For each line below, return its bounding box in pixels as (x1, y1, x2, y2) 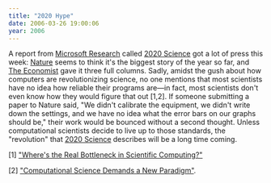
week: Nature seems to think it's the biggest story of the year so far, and (8, 57, 250, 67)
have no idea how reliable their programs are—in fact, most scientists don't (8, 83, 259, 93)
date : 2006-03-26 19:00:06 (8, 19, 100, 27)
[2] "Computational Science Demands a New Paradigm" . (8, 166, 197, 176)
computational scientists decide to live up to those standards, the (8, 126, 227, 135)
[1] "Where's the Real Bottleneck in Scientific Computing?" (8, 150, 203, 160)
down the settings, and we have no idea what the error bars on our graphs (8, 109, 256, 119)
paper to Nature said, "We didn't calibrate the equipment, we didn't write (8, 100, 251, 110)
